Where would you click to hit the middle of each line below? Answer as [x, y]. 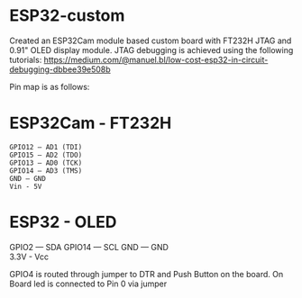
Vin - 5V [26, 186]
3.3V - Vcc [29, 257]
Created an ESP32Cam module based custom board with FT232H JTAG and [151, 41]
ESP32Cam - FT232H [91, 123]
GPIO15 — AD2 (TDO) [46, 155]
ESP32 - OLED [63, 222]
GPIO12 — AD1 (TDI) [46, 147]
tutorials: [26, 59]
